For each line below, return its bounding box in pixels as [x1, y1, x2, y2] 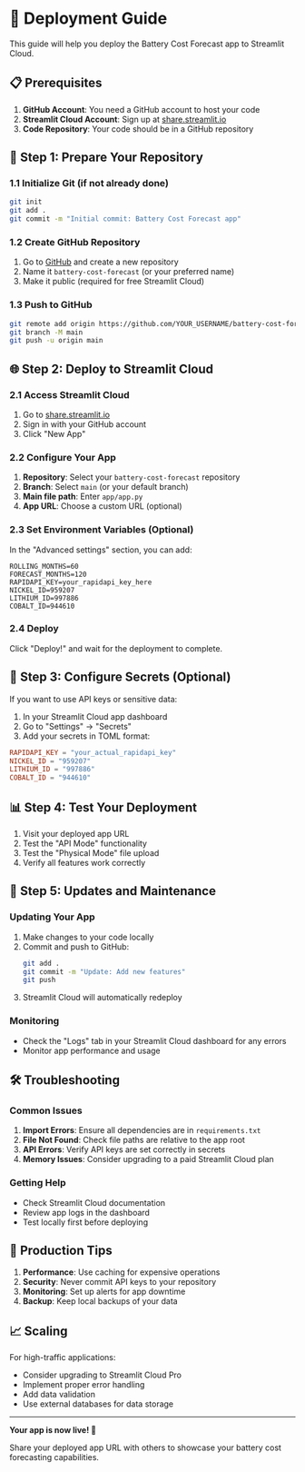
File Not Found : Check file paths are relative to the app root [22, 1135, 245, 1146]
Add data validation [22, 1389, 95, 1400]
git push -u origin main [9, 336, 103, 345]
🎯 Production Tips [9, 1242, 113, 1258]
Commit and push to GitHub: [22, 940, 130, 952]
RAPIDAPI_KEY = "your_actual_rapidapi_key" [9, 748, 177, 757]
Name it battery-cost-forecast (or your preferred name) [22, 266, 235, 277]
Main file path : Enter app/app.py [22, 491, 143, 502]
